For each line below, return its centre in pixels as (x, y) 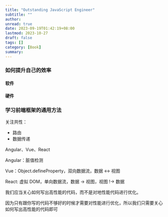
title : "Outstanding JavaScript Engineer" (50, 10)
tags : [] (14, 43)
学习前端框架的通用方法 (33, 110)
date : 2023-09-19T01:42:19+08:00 (40, 29)
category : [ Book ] (23, 47)
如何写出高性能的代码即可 (31, 209)
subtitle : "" (19, 15)
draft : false (19, 38)
